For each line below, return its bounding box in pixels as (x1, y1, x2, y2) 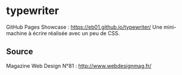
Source (6, 47, 34, 57)
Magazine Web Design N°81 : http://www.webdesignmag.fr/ (6, 62, 152, 69)
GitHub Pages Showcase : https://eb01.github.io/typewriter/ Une (6, 23, 162, 30)
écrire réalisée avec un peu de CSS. (32, 29, 120, 36)
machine (6, 29, 28, 36)
